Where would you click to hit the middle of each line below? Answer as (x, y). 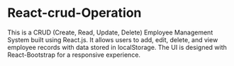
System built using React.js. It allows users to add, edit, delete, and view (113, 39)
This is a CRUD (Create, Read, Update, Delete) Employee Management (110, 32)
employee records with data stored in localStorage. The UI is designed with (117, 47)
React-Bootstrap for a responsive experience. (74, 55)
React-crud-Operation (74, 13)
